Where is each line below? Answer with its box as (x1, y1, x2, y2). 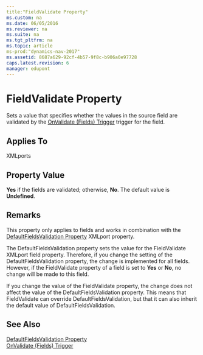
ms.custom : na (6, 15, 43, 21)
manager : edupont (6, 65, 50, 72)
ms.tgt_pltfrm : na (6, 37, 53, 43)
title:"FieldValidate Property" (6, 9, 88, 15)
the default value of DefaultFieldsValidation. (6, 301, 115, 309)
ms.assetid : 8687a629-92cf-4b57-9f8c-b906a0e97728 (6, 54, 137, 60)
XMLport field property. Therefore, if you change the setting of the (6, 251, 173, 258)
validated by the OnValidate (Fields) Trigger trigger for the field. (6, 118, 165, 125)
